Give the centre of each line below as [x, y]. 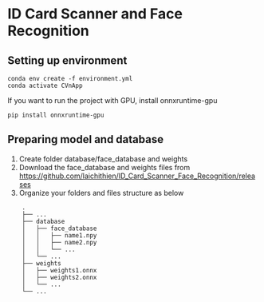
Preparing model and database [86, 139]
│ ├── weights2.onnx [59, 277]
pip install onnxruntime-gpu [56, 115]
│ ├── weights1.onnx [59, 270]
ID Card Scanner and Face [95, 14]
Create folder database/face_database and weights [103, 159]
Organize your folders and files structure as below [101, 193]
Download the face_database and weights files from [104, 167]
